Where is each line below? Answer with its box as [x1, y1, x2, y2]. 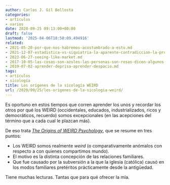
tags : [5, 69, 17, 74]
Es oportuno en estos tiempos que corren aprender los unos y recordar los [5, 101, 161, 107]
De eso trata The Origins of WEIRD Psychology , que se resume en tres [5, 127, 152, 133]
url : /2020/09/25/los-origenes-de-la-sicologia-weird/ [5, 87, 123, 93]
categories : [5, 12, 30, 17]
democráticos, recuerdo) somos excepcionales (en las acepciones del [5, 112, 152, 118]
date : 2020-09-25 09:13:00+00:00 [5, 26, 76, 31]
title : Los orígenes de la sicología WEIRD [5, 83, 99, 88]
